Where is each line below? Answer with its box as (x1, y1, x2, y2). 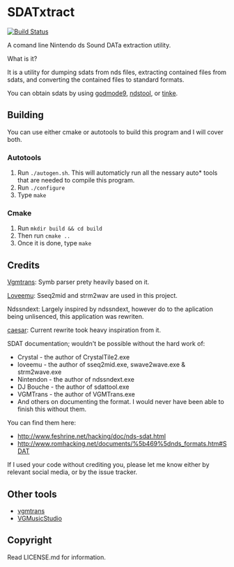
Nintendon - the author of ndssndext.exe (17, 375, 134, 384)
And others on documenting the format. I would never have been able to (17, 398, 224, 406)
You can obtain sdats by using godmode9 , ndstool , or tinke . (7, 89, 178, 97)
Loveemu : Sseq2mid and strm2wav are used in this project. (7, 292, 178, 300)
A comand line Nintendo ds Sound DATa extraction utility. (7, 41, 171, 49)
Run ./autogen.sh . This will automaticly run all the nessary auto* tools (17, 168, 218, 177)
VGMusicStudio (17, 514, 63, 522)
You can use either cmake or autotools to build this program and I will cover (7, 127, 224, 136)
